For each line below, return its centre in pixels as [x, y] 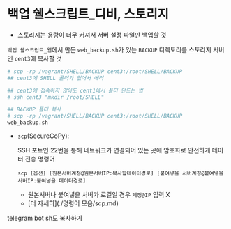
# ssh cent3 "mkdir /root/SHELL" [56, 97]
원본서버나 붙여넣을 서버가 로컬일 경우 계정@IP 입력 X [99, 195]
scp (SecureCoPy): [43, 136]
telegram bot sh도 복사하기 [45, 218]
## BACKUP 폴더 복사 [34, 110]
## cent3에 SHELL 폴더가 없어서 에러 [55, 78]
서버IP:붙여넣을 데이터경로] [51, 181]
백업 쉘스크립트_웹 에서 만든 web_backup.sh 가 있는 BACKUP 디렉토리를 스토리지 [109, 49]
